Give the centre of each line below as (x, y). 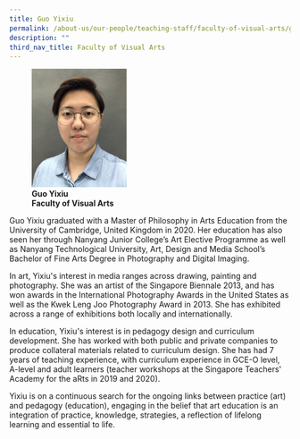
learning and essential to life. (62, 425)
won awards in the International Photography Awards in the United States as (149, 295)
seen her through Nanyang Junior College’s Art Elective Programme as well (147, 240)
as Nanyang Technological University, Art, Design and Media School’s (137, 249)
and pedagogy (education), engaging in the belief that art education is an (144, 406)
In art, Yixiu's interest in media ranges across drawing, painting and (133, 276)
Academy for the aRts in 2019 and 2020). (85, 379)
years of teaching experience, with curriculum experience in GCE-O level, (145, 360)
